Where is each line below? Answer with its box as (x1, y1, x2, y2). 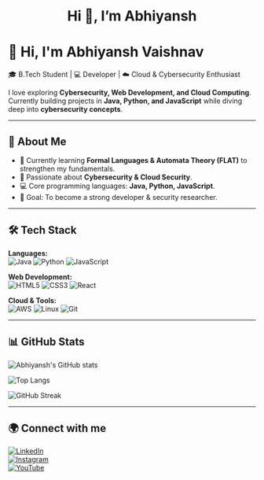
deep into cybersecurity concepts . (8, 105, 123, 114)
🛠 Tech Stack (8, 223, 77, 237)
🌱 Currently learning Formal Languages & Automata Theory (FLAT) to (19, 155, 247, 164)
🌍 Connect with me (8, 421, 107, 435)
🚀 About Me (8, 135, 67, 148)
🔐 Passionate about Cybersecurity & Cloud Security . (19, 172, 192, 182)
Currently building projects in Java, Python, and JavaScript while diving (8, 96, 243, 105)
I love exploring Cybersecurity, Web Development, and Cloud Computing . (8, 88, 251, 98)
